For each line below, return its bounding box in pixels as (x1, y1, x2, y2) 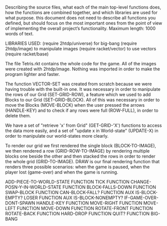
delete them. (5, 113, 31, 119)
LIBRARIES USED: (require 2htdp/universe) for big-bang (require (5, 40, 137, 46)
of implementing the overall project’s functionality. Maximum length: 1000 (5, 25, 156, 31)
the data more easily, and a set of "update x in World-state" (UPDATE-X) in (5, 128, 159, 134)
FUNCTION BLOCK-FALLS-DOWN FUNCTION (62, 184, 156, 190)
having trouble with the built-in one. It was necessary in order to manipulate (5, 86, 161, 92)
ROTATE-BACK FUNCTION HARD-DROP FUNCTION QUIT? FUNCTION (5, 211, 150, 217)
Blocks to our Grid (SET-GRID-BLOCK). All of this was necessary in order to (5, 97, 160, 103)
